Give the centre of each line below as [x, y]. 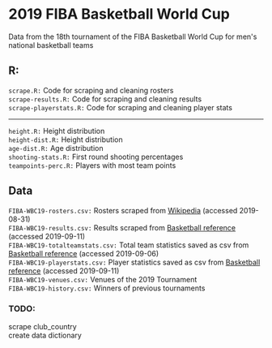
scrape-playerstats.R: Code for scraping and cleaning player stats [121, 107]
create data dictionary [45, 335]
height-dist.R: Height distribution [66, 140]
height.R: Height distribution [57, 131]
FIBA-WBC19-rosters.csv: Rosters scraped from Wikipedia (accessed [123, 210]
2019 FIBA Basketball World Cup [119, 14]
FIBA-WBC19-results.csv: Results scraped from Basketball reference [122, 227]
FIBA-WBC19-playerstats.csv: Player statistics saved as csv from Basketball [134, 262]
